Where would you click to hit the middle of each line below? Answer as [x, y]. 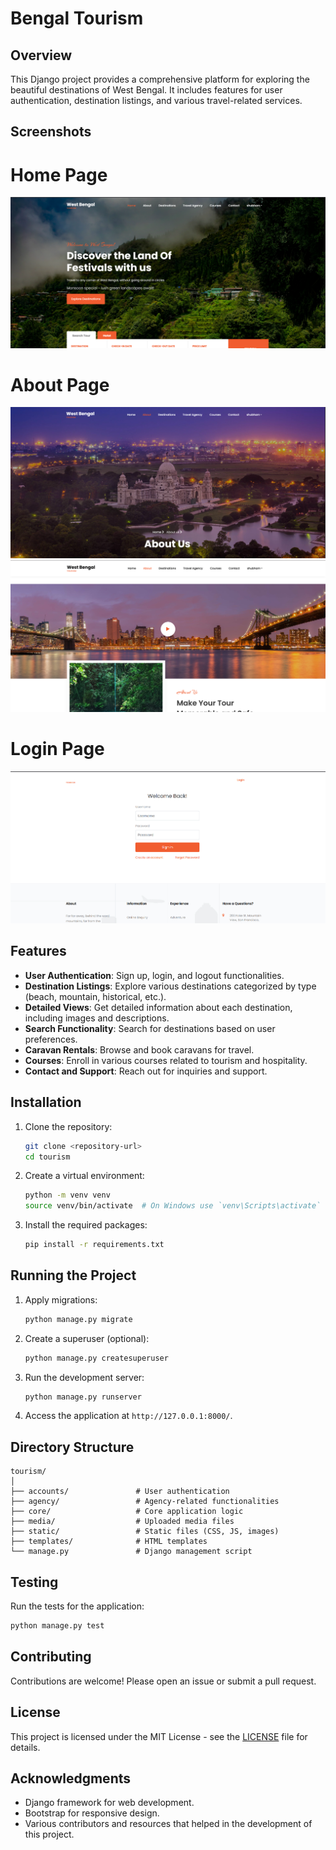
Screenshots [51, 132]
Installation [46, 1102]
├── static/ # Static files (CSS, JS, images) [145, 1532]
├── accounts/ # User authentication [120, 1492]
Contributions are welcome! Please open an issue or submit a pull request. [163, 1681]
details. [25, 1747]
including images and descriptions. [97, 1018]
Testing [34, 1582]
